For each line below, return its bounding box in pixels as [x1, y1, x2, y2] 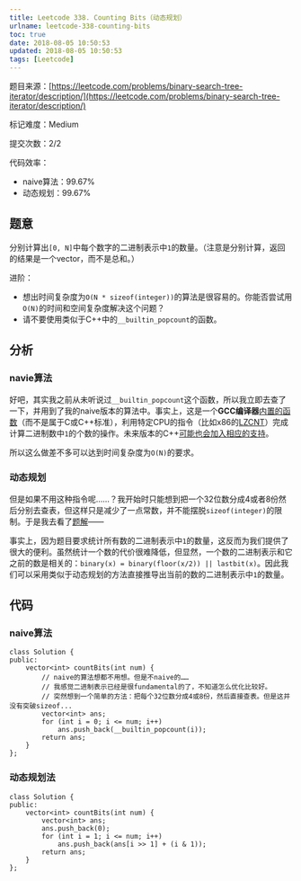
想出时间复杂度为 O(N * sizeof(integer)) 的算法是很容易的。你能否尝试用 [22, 291, 293, 302]
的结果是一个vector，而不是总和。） [9, 253, 139, 263]
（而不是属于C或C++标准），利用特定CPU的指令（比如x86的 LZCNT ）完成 [17, 416, 289, 427]
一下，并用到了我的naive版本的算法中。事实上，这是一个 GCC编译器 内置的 [9, 405, 283, 416]
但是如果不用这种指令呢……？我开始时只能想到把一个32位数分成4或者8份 [9, 494, 279, 504]
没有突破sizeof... [9, 702, 73, 711]
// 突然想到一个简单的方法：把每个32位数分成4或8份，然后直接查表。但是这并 [41, 692, 290, 701]
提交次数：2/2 [9, 138, 62, 148]
